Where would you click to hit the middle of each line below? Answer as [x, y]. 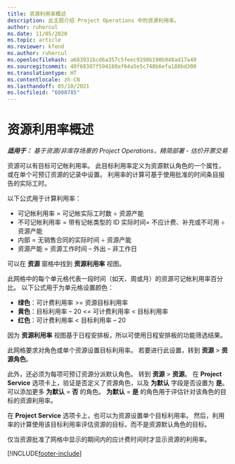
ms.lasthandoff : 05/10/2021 [49, 86]
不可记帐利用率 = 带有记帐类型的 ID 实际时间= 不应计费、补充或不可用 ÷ [121, 222]
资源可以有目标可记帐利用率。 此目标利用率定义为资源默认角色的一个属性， [116, 166]
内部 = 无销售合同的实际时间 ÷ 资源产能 [75, 240]
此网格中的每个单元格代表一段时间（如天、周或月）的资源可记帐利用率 [109, 279]
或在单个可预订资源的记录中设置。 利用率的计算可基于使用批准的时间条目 [113, 174]
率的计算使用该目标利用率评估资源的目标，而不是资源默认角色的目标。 [109, 424]
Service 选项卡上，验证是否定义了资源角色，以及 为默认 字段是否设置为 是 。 [118, 383]
